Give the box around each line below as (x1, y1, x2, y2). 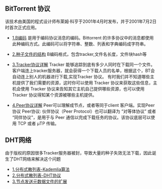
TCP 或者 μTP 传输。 (17, 120, 59, 126)
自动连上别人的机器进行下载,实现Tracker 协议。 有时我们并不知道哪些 (12, 73, 150, 79)
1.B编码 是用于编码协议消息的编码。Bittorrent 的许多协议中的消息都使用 (12, 34, 154, 40)
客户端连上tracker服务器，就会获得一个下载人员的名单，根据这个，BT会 (12, 68, 155, 73)
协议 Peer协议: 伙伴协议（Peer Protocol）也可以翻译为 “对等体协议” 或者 (12, 108, 156, 114)
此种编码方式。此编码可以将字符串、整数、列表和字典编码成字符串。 (12, 41, 148, 47)
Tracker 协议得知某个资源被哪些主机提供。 (12, 92, 97, 98)
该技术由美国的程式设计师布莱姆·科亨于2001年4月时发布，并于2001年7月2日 (5, 18, 157, 24)
